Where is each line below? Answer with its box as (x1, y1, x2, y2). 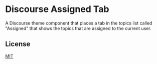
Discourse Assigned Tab (5, 3, 109, 15)
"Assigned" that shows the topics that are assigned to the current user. (5, 25, 151, 31)
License (5, 40, 31, 48)
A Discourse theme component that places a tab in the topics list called (5, 20, 152, 26)
